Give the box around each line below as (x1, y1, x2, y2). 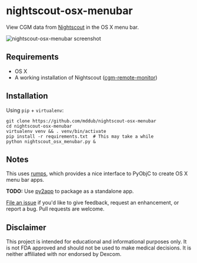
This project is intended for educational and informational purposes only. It (6, 238, 187, 245)
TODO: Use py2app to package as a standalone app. (6, 188, 134, 195)
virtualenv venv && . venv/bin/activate (6, 128, 107, 134)
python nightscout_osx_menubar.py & (6, 138, 96, 145)
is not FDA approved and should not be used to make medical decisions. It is (6, 244, 192, 251)
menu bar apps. (6, 177, 45, 184)
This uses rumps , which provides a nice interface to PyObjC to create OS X (6, 170, 188, 177)
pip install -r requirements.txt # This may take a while (6, 134, 154, 139)
